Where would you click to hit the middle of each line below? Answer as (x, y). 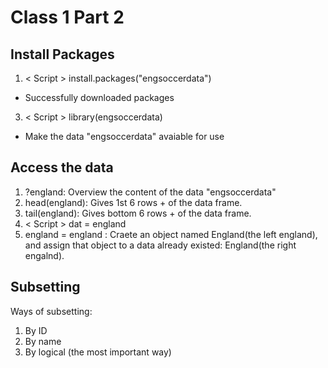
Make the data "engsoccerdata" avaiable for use (124, 136)
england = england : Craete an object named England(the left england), (171, 234)
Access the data (62, 167)
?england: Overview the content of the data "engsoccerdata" (150, 192)
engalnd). (44, 255)
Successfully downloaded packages (99, 97)
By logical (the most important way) (98, 352)
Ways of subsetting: (51, 311)
